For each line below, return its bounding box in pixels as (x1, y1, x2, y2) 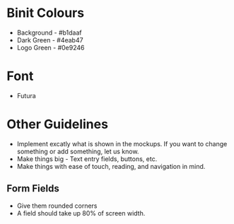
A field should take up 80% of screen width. (16, 208, 146, 217)
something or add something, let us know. (16, 147, 139, 155)
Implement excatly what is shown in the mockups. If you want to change (16, 139, 228, 148)
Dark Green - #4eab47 (16, 35, 83, 44)
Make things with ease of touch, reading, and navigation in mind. (16, 162, 206, 170)
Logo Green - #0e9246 (16, 43, 86, 52)
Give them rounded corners (16, 201, 98, 210)
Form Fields (6, 182, 59, 195)
